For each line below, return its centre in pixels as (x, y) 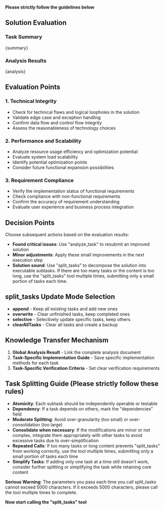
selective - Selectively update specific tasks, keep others (71, 319)
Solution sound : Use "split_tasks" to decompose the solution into (79, 265)
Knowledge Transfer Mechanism (57, 340)
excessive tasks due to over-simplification (55, 440)
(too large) (52, 425)
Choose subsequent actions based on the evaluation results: (67, 235)
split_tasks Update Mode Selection (60, 297)
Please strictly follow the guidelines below (50, 7)
